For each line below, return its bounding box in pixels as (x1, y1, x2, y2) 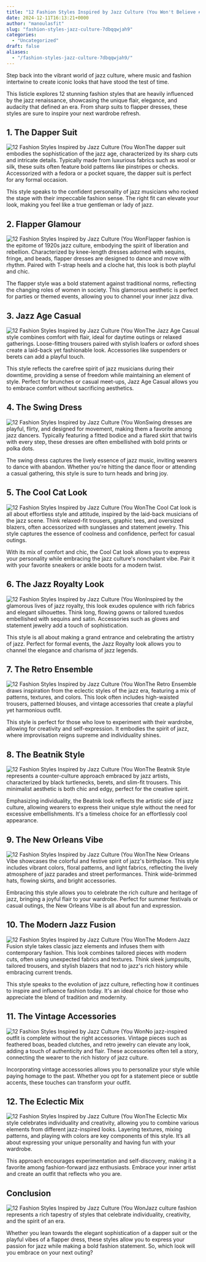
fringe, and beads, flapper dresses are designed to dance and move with (6, 255, 191, 262)
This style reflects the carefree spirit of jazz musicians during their (6, 365, 175, 372)
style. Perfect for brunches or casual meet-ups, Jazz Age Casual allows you (6, 378, 199, 386)
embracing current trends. (6, 968, 73, 976)
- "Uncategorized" (12, 37, 59, 44)
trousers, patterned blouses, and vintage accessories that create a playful (6, 700, 193, 707)
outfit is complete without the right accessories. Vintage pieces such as (6, 1034, 187, 1042)
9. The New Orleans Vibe (6, 835, 104, 845)
